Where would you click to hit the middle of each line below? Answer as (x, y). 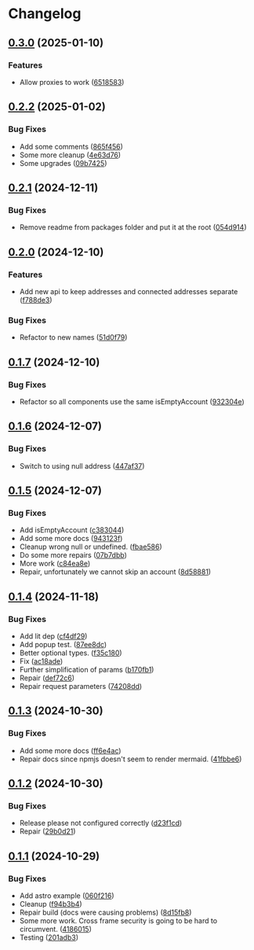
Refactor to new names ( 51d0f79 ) (73, 337)
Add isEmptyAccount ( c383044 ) (72, 530)
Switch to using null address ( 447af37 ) (82, 466)
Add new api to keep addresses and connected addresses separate (129, 291)
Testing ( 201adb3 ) (49, 937)
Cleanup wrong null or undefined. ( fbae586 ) (91, 547)
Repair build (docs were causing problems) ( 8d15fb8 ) (105, 912)
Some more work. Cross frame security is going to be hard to (118, 921)
